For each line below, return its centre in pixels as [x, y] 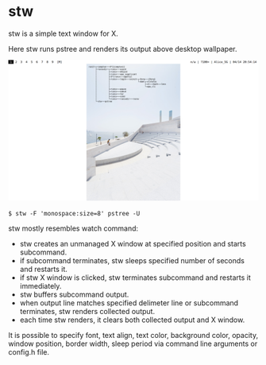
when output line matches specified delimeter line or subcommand [129, 303]
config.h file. [29, 352]
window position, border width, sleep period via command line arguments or [133, 344]
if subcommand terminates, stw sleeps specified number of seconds [132, 261]
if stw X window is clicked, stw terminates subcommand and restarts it [135, 278]
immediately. [40, 286]
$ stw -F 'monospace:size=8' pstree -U [74, 214]
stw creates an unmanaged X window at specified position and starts [133, 244]
